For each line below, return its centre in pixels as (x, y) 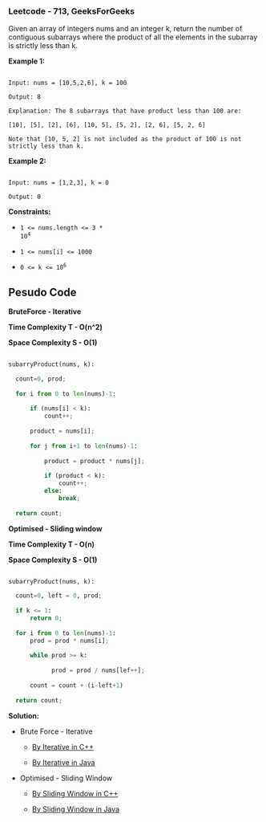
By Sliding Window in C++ (75, 793)
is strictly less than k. (43, 46)
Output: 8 (25, 97)
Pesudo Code (43, 292)
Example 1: (27, 61)
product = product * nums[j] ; (95, 461)
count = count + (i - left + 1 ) (77, 685)
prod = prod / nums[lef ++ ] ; (98, 671)
